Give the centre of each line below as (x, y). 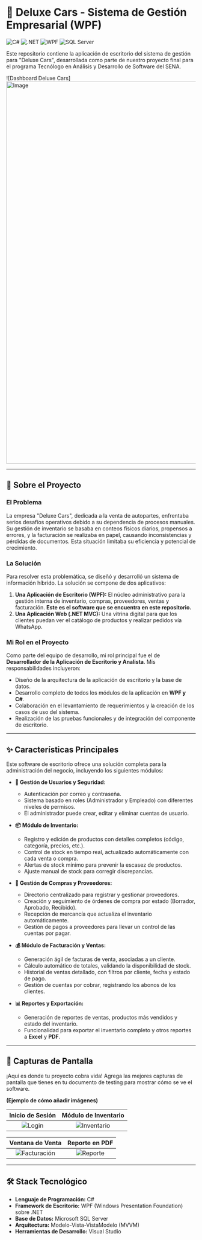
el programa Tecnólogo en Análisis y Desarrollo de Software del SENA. (94, 66)
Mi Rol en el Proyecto (38, 642)
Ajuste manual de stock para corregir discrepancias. (89, 872)
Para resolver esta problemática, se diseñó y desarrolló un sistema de (93, 576)
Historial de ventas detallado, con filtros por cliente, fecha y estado (107, 972)
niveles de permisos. (50, 807)
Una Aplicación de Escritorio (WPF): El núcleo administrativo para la (100, 594)
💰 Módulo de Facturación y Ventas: (60, 945)
